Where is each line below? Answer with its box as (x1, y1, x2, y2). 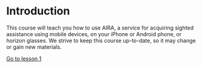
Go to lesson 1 (6, 55, 42, 62)
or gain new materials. (6, 43, 62, 51)
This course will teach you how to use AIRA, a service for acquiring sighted (6, 24, 194, 31)
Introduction (6, 4, 70, 18)
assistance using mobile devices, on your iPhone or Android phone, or (6, 30, 182, 37)
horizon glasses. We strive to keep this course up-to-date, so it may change (6, 37, 196, 44)
